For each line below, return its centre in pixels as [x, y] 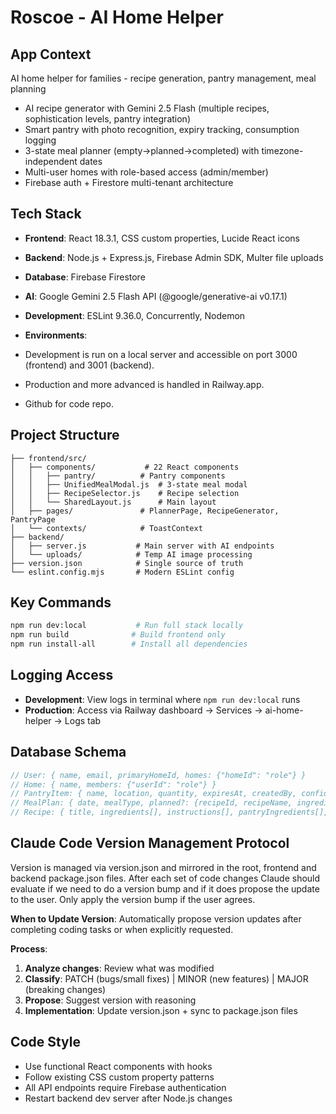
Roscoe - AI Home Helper [117, 17]
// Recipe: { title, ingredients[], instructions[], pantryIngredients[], [169, 812]
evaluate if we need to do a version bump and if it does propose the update [165, 888]
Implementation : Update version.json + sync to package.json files [161, 1010]
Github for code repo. [69, 403]
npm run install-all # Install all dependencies [129, 644]
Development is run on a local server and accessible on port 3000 [161, 354]
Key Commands [61, 602]
